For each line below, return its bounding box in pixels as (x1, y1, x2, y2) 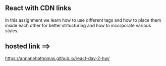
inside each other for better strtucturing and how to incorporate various (5, 22, 151, 28)
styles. (5, 27, 19, 34)
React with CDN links (5, 4, 71, 12)
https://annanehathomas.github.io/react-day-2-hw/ (5, 55, 110, 61)
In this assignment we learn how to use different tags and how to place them (5, 17, 161, 23)
